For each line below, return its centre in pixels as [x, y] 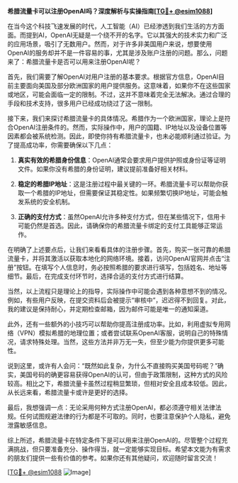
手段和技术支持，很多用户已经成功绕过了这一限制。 [82, 103]
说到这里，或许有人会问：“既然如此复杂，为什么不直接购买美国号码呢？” [113, 366]
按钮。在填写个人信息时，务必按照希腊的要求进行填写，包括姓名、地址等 [122, 267]
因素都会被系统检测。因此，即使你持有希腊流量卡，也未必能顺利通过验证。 [116, 136]
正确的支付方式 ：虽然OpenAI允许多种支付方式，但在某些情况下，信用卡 [121, 217]
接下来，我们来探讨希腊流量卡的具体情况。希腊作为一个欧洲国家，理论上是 [116, 118]
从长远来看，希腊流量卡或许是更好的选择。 [69, 392]
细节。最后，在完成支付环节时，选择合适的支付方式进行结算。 [97, 276]
